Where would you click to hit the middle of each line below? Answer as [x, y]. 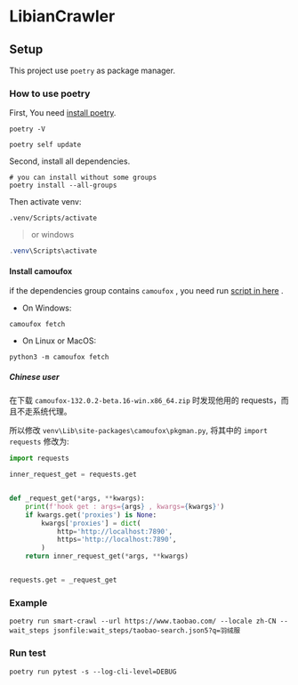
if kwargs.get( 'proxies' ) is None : [91, 515]
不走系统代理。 [44, 412]
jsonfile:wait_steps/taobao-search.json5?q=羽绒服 [147, 631]
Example [28, 602]
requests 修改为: [39, 441]
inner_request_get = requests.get [73, 475]
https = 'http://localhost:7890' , [117, 540]
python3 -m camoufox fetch [59, 358]
